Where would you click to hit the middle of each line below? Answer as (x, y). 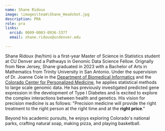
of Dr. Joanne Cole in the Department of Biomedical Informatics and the (78, 77)
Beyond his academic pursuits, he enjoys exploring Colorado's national (78, 118)
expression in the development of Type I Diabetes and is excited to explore (81, 92)
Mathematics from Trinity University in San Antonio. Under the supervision (81, 72)
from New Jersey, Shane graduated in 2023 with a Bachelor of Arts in (76, 66)
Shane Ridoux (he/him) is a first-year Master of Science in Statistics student (82, 56)
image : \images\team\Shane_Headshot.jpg (48, 14)
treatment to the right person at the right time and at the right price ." (75, 108)
